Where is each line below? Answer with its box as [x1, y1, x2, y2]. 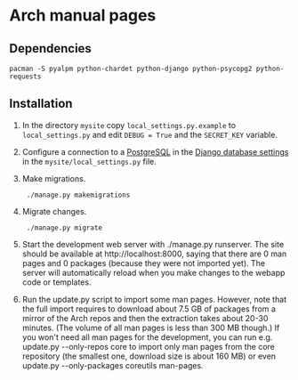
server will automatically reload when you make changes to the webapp [21, 267, 286, 278]
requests [9, 72, 42, 81]
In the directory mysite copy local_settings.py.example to [21, 119, 237, 130]
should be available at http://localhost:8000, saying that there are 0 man [21, 248, 287, 259]
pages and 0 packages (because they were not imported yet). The [21, 257, 266, 268]
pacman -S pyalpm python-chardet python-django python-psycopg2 [9, 64, 253, 73]
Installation [9, 96, 73, 111]
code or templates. [21, 277, 92, 287]
